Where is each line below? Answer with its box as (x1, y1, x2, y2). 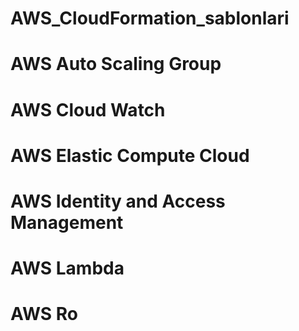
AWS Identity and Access (10, 190, 226, 212)
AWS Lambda (10, 257, 125, 280)
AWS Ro (10, 303, 78, 326)
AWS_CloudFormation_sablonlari (10, 7, 290, 30)
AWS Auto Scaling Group (10, 53, 222, 76)
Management (10, 211, 124, 234)
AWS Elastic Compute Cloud (10, 144, 250, 167)
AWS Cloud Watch (10, 98, 166, 121)
